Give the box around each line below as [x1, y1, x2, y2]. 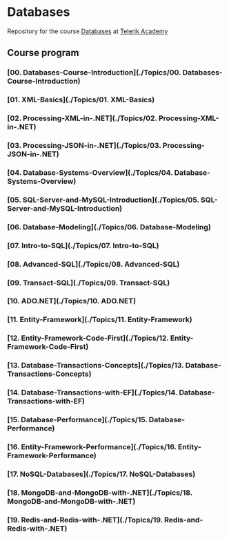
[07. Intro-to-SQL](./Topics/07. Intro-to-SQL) [7, 240, 159, 250]
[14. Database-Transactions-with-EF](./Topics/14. [7, 388, 178, 397]
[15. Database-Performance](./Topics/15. [7, 415, 148, 425]
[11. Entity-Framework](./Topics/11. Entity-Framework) [7, 315, 193, 325]
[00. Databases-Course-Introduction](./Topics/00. [7, 68, 181, 77]
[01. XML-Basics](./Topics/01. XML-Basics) [7, 95, 155, 104]
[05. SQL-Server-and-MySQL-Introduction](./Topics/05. [7, 195, 199, 205]
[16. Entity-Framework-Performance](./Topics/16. [7, 442, 177, 451]
